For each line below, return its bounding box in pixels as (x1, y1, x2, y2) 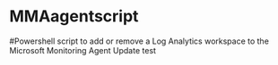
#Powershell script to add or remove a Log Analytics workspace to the (9, 36, 269, 46)
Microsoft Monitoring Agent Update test (9, 45, 157, 55)
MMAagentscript (9, 6, 139, 27)
